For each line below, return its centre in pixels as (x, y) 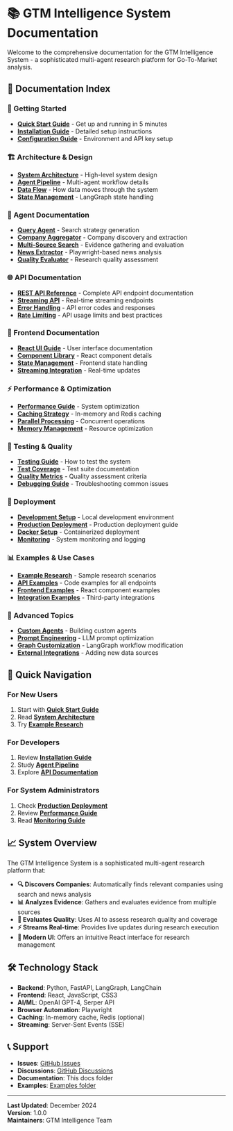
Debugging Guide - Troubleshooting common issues (93, 484)
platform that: (27, 870)
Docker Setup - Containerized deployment (78, 532)
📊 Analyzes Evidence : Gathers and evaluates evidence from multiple (117, 902)
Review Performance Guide (57, 813)
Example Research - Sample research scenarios (87, 575)
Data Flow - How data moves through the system (87, 189)
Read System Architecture (56, 717)
